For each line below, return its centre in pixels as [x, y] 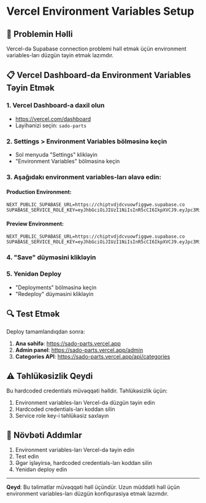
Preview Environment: [35, 224]
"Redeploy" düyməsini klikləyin [54, 294]
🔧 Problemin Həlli [40, 34]
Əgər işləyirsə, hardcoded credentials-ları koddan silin [83, 462]
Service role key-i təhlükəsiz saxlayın [62, 416]
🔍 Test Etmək [33, 314]
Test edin [27, 456]
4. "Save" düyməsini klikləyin [51, 257]
